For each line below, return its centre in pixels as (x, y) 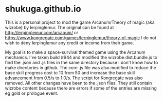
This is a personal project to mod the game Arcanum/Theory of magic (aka (80, 22)
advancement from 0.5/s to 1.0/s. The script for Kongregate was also (74, 78)
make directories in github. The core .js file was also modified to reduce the (81, 67)
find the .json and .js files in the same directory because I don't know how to (81, 62)
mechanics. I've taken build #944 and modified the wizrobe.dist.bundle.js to (81, 57)
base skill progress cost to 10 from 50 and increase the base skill (70, 72)
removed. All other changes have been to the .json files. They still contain (79, 83)
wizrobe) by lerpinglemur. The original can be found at (60, 27)
